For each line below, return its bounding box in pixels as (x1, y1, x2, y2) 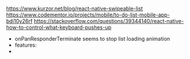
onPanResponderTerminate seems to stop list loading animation (14, 35, 170, 42)
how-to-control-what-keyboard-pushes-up (6, 24, 112, 31)
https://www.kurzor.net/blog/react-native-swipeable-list (6, 5, 143, 12)
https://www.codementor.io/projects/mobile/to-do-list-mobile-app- (6, 11, 170, 18)
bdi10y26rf (6, 18, 33, 24)
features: (14, 41, 37, 48)
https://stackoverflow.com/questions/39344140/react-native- (33, 18, 184, 24)
